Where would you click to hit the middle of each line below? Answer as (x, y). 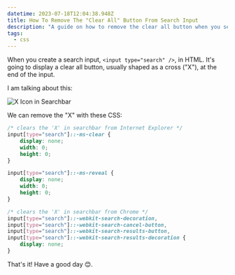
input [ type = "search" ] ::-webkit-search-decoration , (83, 218)
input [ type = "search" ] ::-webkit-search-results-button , (89, 232)
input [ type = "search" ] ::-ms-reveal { (60, 173)
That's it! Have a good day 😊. (50, 264)
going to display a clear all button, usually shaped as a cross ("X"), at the (112, 67)
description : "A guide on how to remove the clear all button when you (114, 27)
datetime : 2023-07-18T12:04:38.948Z (60, 14)
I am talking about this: (40, 88)
